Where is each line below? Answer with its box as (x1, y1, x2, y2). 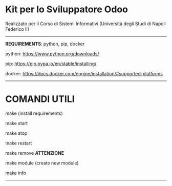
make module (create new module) (5, 160, 79, 166)
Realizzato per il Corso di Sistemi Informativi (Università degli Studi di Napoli (5, 20, 166, 27)
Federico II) (5, 26, 30, 32)
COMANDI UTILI (5, 93, 75, 105)
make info (5, 170, 27, 176)
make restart (5, 140, 32, 146)
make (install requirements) (5, 110, 63, 116)
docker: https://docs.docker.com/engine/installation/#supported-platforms (5, 70, 163, 76)
